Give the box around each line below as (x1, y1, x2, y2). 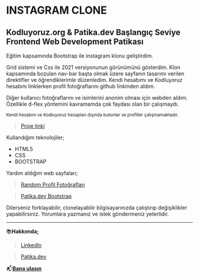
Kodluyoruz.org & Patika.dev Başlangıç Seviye (6, 27, 181, 37)
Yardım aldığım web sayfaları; (6, 170, 78, 176)
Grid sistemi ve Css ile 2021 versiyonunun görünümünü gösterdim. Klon (6, 64, 181, 71)
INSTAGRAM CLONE (6, 4, 107, 17)
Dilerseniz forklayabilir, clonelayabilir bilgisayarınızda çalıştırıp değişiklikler (6, 204, 188, 211)
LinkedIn (20, 242, 42, 248)
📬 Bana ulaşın (6, 265, 42, 272)
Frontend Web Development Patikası (6, 36, 144, 46)
